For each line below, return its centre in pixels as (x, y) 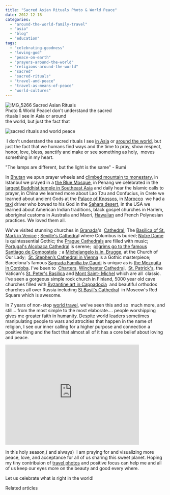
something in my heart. (30, 157)
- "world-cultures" (31, 90)
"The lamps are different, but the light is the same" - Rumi (66, 167)
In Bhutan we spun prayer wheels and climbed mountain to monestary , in (82, 177)
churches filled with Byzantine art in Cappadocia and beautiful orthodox (81, 284)
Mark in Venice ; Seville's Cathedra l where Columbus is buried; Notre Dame (84, 235)
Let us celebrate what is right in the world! (49, 478)
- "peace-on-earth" (31, 57)
